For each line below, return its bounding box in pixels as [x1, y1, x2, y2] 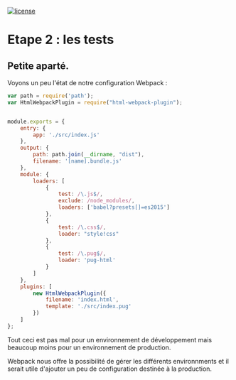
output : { [20, 144, 50, 152]
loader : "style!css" [58, 230, 119, 237]
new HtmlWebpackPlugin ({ [33, 290, 107, 297]
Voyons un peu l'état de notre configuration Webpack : [7, 79, 168, 87]
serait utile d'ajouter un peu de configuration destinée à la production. [7, 364, 212, 373]
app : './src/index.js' [33, 131, 100, 139]
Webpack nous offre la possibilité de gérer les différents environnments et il [7, 357, 230, 365]
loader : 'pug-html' [58, 256, 116, 264]
